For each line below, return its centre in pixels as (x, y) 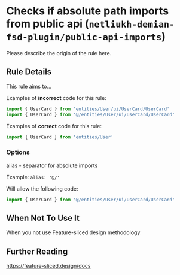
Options (18, 152)
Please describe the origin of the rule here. (59, 53)
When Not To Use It (43, 218)
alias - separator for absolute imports (52, 165)
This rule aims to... (29, 86)
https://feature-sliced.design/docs (48, 266)
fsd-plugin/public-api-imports (84, 37)
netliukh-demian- (132, 25)
